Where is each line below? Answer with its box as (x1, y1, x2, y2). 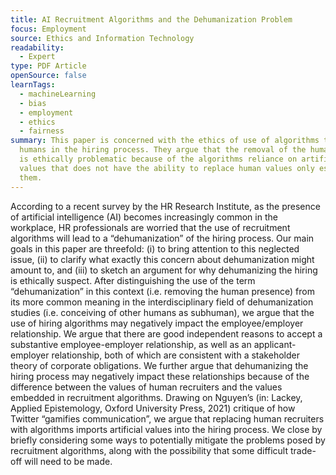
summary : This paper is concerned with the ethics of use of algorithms (10, 136, 320, 146)
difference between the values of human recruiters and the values (10, 381, 283, 393)
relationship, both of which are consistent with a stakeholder (51, 349, 300, 361)
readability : (10, 42, 65, 53)
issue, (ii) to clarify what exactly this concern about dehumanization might (10, 253, 315, 265)
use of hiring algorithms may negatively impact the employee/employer (10, 317, 304, 329)
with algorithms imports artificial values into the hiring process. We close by (10, 423, 323, 435)
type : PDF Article (10, 61, 87, 71)
